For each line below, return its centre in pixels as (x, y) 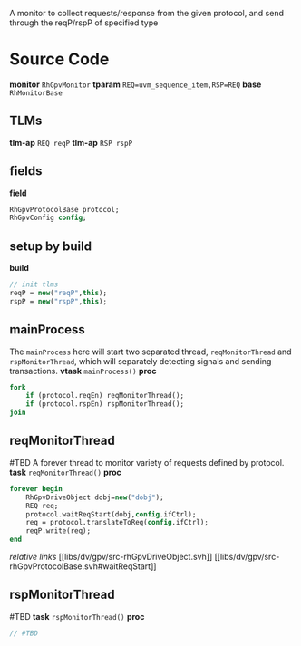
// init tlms (34, 284)
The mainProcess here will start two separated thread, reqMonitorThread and (150, 352)
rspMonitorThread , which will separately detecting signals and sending (141, 361)
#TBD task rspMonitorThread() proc (77, 616)
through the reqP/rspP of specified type (84, 23)
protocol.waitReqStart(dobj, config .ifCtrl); (111, 514)
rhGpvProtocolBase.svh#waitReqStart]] (83, 566)
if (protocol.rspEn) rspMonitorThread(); (105, 404)
